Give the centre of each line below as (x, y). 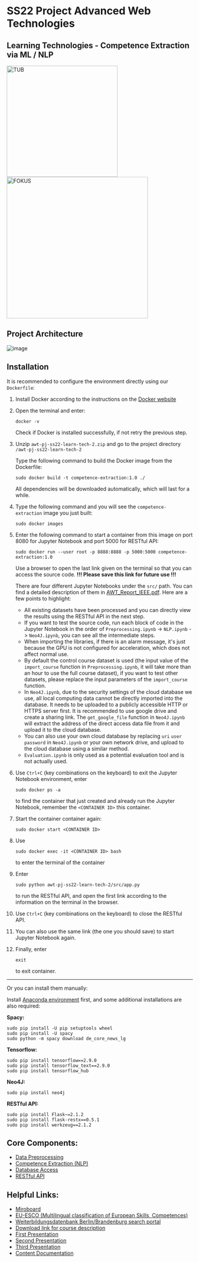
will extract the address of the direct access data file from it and (102, 723)
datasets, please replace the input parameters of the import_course (106, 679)
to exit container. (36, 971)
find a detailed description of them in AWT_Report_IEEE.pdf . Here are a (101, 592)
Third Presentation (38, 1247)
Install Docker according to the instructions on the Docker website (96, 399)
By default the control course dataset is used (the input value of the (106, 660)
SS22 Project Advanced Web (79, 11)
